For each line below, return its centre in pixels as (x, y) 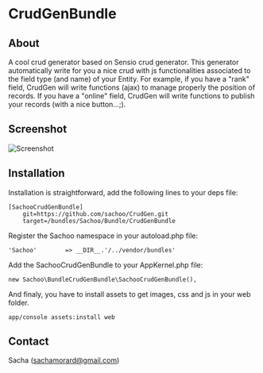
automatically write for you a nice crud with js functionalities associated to (130, 71)
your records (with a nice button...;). (67, 104)
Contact (29, 342)
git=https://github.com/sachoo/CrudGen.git (96, 214)
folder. (19, 302)
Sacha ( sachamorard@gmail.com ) (64, 360)
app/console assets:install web (62, 317)
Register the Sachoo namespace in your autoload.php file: (103, 236)
